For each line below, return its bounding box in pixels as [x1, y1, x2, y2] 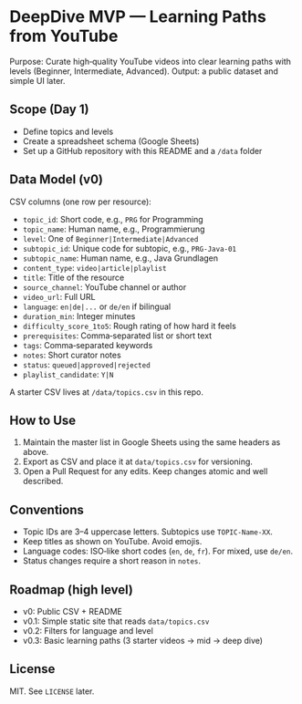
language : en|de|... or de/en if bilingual [22, 301, 172, 312]
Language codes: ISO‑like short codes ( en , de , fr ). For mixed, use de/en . [22, 545, 294, 557]
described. [22, 476, 64, 487]
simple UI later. [9, 75, 66, 86]
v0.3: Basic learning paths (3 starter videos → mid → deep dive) [22, 636, 263, 646]
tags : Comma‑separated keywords [22, 339, 153, 350]
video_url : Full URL [22, 291, 96, 302]
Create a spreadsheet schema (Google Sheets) [22, 135, 200, 147]
